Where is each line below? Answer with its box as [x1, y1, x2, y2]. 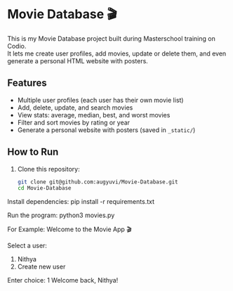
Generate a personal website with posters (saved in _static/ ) [17, 125, 196, 134]
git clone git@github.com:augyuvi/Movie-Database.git [17, 178, 178, 186]
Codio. [7, 41, 27, 50]
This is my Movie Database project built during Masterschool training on [7, 34, 215, 43]
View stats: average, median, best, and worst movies [17, 110, 171, 119]
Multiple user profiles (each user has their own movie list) [17, 96, 184, 104]
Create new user [17, 262, 66, 271]
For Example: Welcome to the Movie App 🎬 [7, 225, 132, 233]
